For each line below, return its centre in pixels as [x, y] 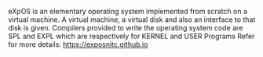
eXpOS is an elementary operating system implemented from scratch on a [128, 11]
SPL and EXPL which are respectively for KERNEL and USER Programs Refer [131, 36]
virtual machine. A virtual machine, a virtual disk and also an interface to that [132, 20]
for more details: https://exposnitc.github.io [78, 45]
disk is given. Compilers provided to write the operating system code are [126, 28]
